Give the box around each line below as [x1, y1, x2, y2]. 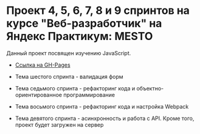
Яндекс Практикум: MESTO [6, 30, 153, 43]
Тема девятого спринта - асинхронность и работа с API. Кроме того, [15, 115, 195, 122]
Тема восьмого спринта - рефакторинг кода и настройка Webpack [15, 102, 189, 110]
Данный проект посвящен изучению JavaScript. [6, 49, 131, 56]
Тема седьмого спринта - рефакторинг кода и [15, 84, 136, 92]
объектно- [136, 84, 164, 92]
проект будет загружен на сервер [15, 121, 104, 128]
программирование [63, 91, 116, 98]
